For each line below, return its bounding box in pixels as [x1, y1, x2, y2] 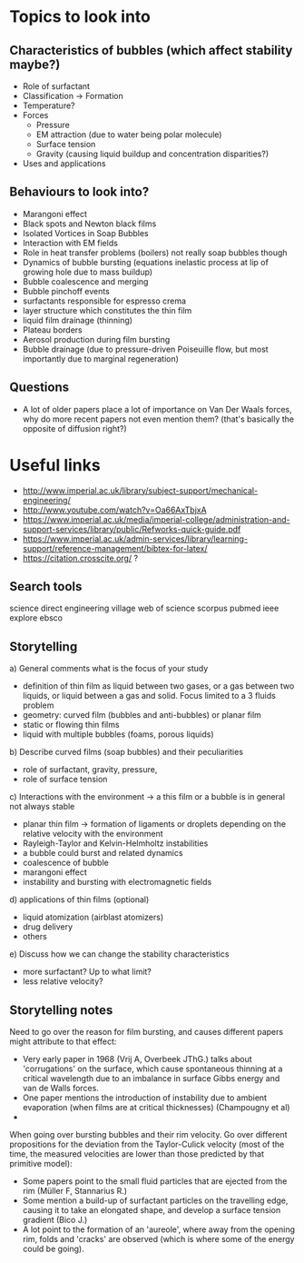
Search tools [9, 579, 83, 594]
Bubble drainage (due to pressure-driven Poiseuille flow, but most [22, 343, 270, 354]
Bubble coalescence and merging [22, 275, 149, 287]
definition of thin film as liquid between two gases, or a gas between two [22, 681, 295, 691]
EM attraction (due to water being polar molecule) [35, 129, 222, 140]
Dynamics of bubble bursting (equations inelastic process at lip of [22, 256, 270, 267]
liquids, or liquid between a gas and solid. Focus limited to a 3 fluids [22, 691, 277, 701]
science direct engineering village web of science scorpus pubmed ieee [9, 602, 279, 614]
